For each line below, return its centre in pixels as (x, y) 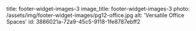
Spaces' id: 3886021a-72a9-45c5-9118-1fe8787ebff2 (73, 22)
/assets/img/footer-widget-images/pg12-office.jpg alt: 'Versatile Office (96, 15)
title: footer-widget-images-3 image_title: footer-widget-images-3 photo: (98, 9)
